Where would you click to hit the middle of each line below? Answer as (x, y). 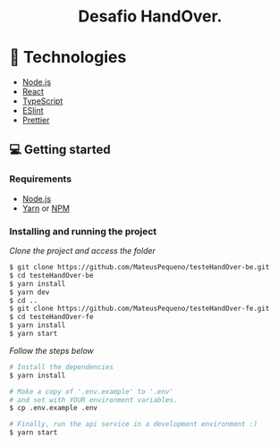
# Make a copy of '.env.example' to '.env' (92, 391)
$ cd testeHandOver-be (51, 275)
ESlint (33, 111)
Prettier (36, 120)
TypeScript (42, 101)
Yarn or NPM (46, 208)
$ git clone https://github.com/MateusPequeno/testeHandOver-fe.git (139, 309)
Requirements (41, 179)
